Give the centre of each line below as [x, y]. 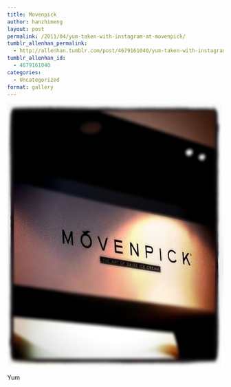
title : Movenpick [32, 14]
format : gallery [30, 87]
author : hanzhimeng [35, 22]
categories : [24, 72]
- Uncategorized [36, 80]
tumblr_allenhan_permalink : [47, 44]
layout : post [26, 29]
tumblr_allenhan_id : [37, 58]
